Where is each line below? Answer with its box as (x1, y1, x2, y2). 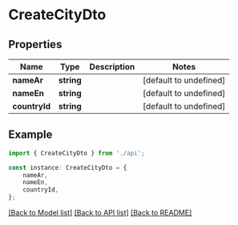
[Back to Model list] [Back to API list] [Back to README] (8, 208, 192, 218)
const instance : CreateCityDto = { (8, 163, 127, 171)
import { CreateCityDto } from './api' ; (8, 149, 146, 157)
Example (8, 128, 53, 142)
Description (89, 62, 135, 72)
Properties (8, 38, 63, 51)
